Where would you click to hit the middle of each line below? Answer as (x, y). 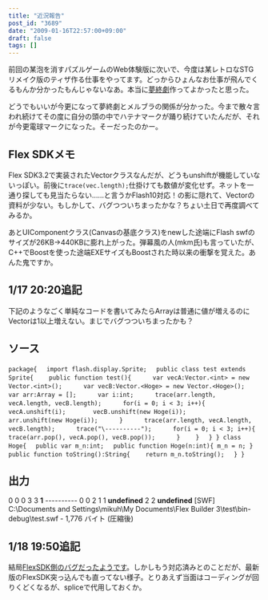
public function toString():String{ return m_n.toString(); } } (127, 454)
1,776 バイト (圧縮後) (100, 519)
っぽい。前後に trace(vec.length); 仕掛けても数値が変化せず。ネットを (131, 184)
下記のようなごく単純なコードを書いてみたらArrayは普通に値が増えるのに (129, 310)
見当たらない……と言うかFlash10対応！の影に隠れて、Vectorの (152, 195)
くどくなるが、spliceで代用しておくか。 (80, 587)
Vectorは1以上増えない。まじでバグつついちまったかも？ (101, 321)
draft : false (30, 38)
